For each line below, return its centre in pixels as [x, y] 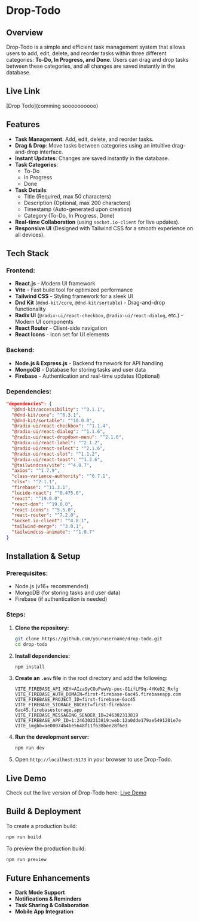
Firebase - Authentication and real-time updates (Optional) [87, 376]
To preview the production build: [46, 848]
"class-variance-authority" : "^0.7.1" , [61, 476]
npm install [30, 667]
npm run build [24, 837]
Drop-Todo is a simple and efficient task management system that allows [96, 47]
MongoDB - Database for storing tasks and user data [80, 369]
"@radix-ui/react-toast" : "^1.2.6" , [57, 459]
